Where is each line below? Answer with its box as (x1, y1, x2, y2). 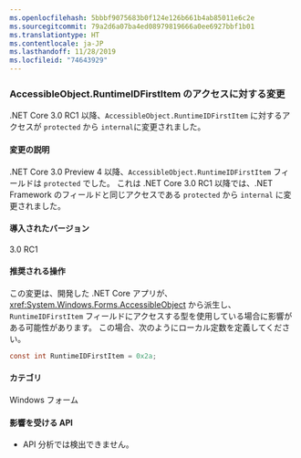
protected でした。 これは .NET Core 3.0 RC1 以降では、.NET (43, 177, 274, 188)
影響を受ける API (9, 417, 73, 428)
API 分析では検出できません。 (22, 439, 134, 450)
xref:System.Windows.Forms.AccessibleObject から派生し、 (9, 298, 236, 310)
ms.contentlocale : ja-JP (9, 38, 104, 48)
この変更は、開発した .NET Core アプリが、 (9, 287, 173, 298)
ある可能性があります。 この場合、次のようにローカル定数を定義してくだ (9, 321, 283, 333)
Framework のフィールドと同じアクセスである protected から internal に (9, 189, 285, 200)
